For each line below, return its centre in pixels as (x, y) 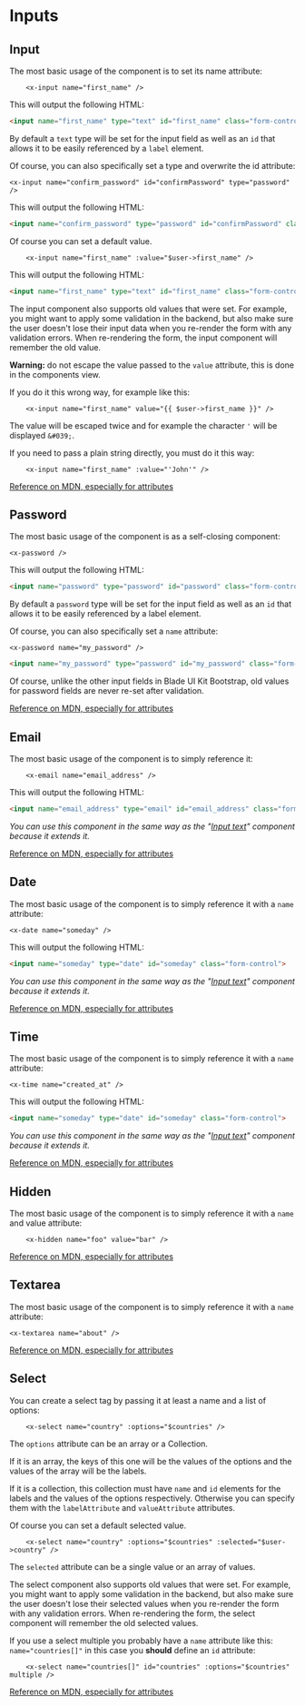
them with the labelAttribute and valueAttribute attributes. (123, 1507)
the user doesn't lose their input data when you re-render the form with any (151, 328)
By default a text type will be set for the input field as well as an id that (143, 138)
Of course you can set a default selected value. (98, 1525)
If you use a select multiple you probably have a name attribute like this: (142, 1641)
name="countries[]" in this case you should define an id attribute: (133, 1650)
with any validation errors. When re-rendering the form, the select (133, 1613)
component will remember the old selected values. (104, 1622)
